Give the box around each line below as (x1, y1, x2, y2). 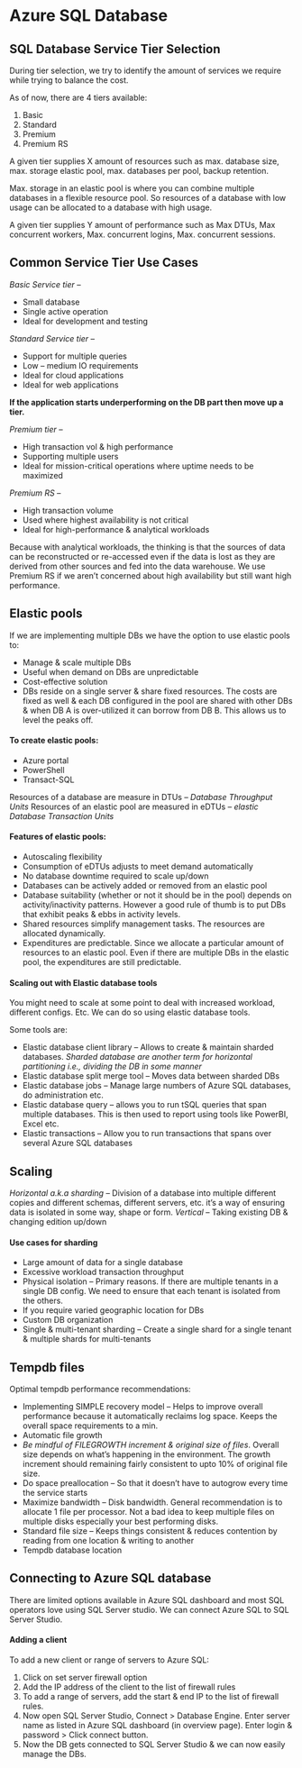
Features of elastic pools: (9, 831, 106, 843)
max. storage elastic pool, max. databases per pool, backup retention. (9, 166, 269, 176)
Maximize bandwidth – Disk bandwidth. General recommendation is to (22, 1497, 283, 1508)
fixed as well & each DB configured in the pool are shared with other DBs (22, 695, 293, 706)
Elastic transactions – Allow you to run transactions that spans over (22, 1128, 272, 1139)
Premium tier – (9, 424, 63, 434)
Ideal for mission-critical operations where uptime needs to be (22, 460, 254, 471)
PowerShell (22, 764, 65, 775)
